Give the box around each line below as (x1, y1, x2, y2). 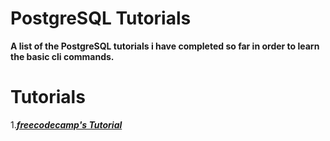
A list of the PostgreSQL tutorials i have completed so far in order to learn (10, 40, 320, 52)
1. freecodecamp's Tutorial (10, 118, 123, 131)
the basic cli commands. (10, 50, 115, 62)
